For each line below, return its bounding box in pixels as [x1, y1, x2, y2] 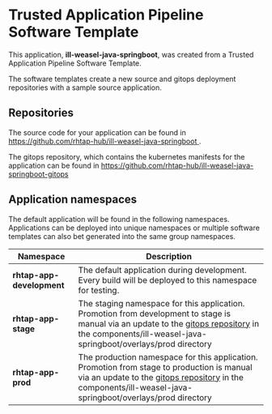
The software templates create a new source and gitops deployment [8, 74, 236, 83]
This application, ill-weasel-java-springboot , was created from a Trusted [8, 49, 254, 59]
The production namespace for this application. [78, 351, 258, 362]
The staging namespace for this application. [78, 297, 245, 309]
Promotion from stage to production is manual [78, 361, 253, 373]
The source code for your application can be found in [8, 127, 186, 137]
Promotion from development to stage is [78, 308, 231, 319]
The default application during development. [78, 264, 247, 275]
